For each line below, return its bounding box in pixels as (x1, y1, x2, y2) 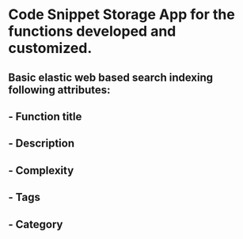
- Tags (8, 191, 41, 204)
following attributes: (8, 83, 111, 97)
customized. (8, 40, 93, 57)
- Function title (8, 109, 82, 123)
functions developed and (8, 22, 177, 40)
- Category (8, 218, 63, 231)
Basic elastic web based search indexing (8, 70, 214, 84)
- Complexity (8, 164, 74, 177)
